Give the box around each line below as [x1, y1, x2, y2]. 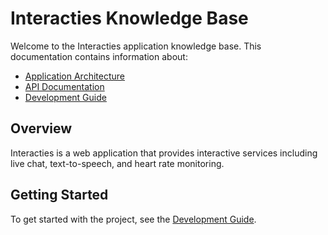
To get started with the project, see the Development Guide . [10, 213, 257, 225]
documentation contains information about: [10, 50, 188, 62]
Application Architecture [24, 70, 125, 82]
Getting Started [10, 187, 109, 204]
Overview [10, 120, 73, 137]
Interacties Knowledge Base [10, 7, 249, 30]
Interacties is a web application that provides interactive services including [10, 147, 318, 159]
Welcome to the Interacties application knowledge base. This [10, 40, 262, 52]
